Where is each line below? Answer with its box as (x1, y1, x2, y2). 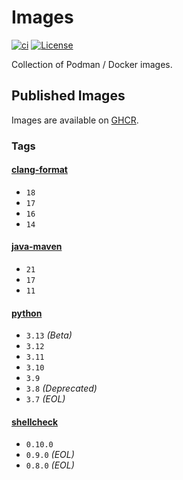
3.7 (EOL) (25, 393, 66, 405)
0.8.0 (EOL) (25, 459, 75, 471)
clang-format (11, 164, 68, 176)
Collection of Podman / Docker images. (11, 58, 173, 70)
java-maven (11, 241, 63, 253)
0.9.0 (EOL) (25, 449, 75, 461)
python (11, 307, 43, 319)
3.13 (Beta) (25, 329, 73, 341)
